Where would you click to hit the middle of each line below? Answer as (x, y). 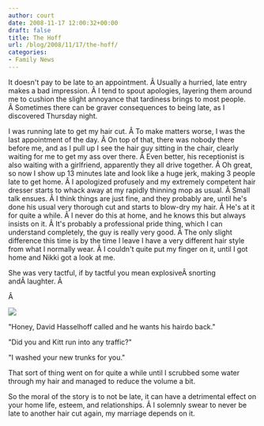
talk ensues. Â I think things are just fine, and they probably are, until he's (128, 198)
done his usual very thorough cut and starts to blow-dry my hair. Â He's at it (132, 207)
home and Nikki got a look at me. (62, 257)
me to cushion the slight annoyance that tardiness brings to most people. (127, 99)
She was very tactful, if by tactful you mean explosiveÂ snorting (112, 272)
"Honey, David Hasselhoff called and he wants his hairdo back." (112, 326)
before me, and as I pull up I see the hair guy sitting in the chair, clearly (123, 148)
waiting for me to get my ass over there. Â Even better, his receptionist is (126, 156)
